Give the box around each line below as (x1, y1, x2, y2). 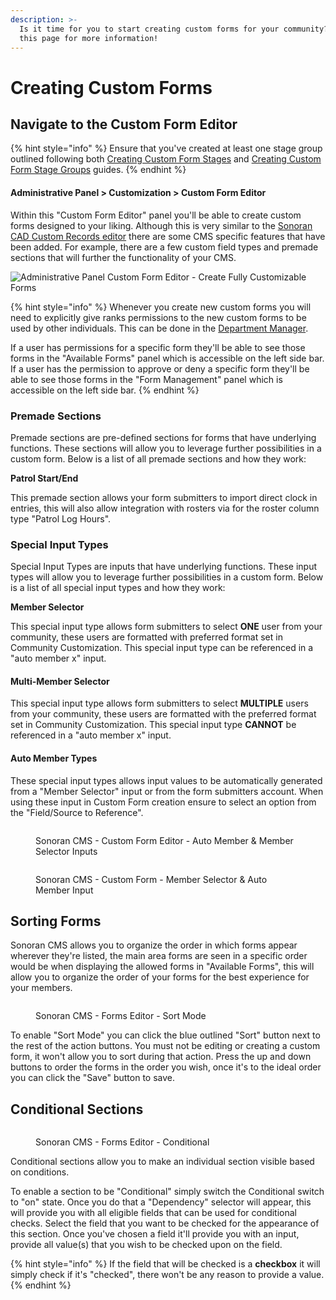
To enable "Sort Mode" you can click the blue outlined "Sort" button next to (10, 1029, 321, 1041)
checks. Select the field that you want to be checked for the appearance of (10, 1217, 320, 1230)
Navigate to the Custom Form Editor (10, 116, 238, 133)
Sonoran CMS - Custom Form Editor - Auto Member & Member (35, 834, 294, 846)
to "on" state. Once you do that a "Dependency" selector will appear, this (10, 1196, 312, 1208)
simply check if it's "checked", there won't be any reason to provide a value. (10, 1269, 325, 1281)
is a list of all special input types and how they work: (10, 582, 226, 594)
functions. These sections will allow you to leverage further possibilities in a (10, 442, 322, 454)
